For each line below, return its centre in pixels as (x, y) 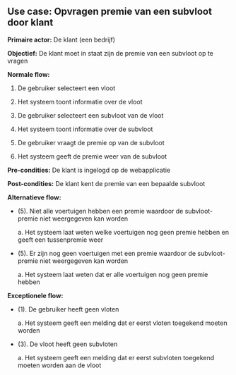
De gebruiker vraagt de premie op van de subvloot (91, 142)
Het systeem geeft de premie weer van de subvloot (92, 156)
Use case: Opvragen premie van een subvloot (110, 12)
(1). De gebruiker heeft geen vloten (68, 309)
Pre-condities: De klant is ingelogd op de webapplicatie (89, 170)
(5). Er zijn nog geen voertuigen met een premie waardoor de (107, 253)
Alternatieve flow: (34, 197)
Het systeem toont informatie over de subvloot (85, 129)
